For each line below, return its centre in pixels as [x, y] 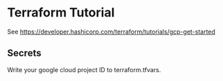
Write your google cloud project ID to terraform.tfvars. [84, 69]
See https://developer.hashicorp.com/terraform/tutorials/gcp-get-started [111, 32]
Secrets [24, 53]
